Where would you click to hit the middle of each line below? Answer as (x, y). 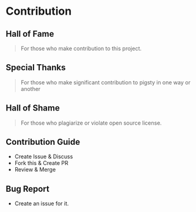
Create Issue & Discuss (44, 156)
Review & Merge (35, 170)
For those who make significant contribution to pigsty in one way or (105, 82)
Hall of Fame (30, 34)
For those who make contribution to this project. (81, 48)
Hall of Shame (33, 108)
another (31, 89)
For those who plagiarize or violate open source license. (91, 123)
